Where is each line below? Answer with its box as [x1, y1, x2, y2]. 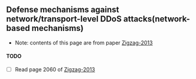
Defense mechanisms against [6, 5, 120, 15]
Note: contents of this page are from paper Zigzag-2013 [14, 39, 153, 46]
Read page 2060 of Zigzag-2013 [14, 66, 96, 73]
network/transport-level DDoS [6, 14, 122, 24]
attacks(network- [123, 14, 190, 24]
